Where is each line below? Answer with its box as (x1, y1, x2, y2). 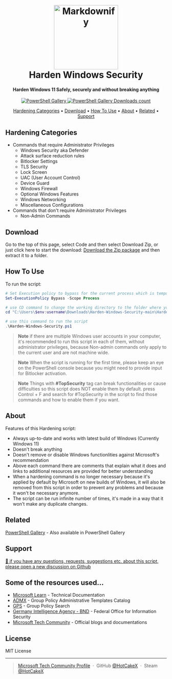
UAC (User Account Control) (20, 174, 80, 181)
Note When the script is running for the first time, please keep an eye (17, 360, 164, 366)
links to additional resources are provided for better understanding (12, 468, 153, 474)
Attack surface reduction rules (20, 153, 84, 159)
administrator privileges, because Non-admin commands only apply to (17, 344, 167, 350)
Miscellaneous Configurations (20, 202, 83, 208)
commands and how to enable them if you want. (17, 397, 120, 403)
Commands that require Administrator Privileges (12, 142, 115, 148)
